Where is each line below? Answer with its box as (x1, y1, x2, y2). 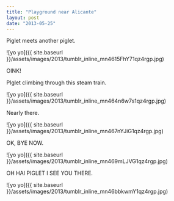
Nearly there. (6, 109, 40, 117)
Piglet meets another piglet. (6, 37, 76, 45)
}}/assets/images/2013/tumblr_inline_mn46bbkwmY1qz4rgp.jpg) (6, 188, 169, 196)
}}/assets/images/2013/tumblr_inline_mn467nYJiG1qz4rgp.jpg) (6, 128, 164, 135)
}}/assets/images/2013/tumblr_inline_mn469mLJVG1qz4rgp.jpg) (6, 158, 168, 165)
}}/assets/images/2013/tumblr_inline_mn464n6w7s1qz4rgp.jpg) (6, 97, 167, 104)
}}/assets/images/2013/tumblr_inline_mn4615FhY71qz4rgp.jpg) (6, 56, 165, 63)
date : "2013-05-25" (6, 20, 56, 26)
